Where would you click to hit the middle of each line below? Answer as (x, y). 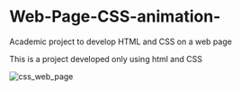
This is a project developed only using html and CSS (106, 59)
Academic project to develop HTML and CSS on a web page (120, 41)
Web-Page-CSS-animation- (115, 17)
